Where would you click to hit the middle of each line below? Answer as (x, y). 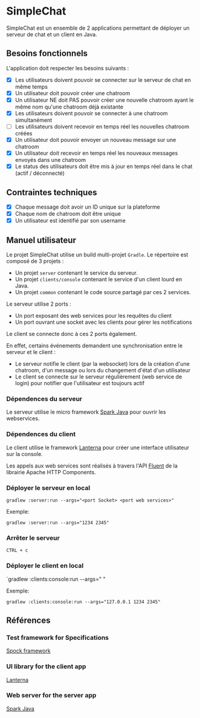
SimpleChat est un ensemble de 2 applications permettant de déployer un (98, 28)
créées (24, 133)
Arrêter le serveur (33, 538)
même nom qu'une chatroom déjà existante (69, 107)
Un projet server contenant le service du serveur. (76, 273)
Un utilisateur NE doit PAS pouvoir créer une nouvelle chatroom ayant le (105, 100)
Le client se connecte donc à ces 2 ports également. (72, 334)
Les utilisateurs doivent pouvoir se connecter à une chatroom (91, 113)
